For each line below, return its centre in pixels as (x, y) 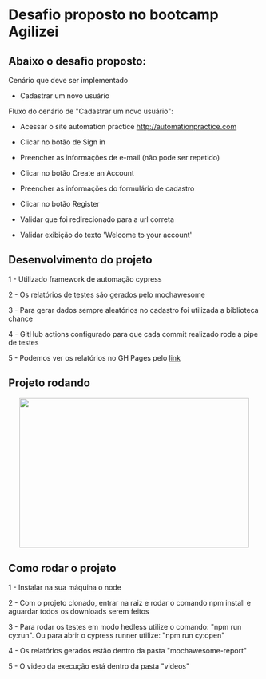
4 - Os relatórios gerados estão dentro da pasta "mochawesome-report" (128, 651)
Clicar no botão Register (60, 204)
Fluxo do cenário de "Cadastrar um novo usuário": (91, 111)
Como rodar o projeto (62, 568)
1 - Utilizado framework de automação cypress (85, 279)
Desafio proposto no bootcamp (113, 15)
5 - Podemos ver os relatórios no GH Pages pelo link (95, 357)
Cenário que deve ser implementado (68, 80)
